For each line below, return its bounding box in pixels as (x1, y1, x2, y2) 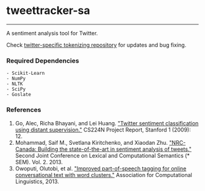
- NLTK (6, 81, 23, 87)
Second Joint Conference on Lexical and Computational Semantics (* (15, 151, 190, 159)
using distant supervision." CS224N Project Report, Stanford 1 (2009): (15, 126, 191, 133)
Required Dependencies (6, 56, 79, 64)
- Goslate (6, 92, 32, 98)
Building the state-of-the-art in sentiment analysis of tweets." (37, 145, 192, 153)
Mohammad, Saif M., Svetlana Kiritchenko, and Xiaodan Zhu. (15, 139, 168, 146)
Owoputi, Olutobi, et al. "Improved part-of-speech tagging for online (15, 165, 187, 172)
